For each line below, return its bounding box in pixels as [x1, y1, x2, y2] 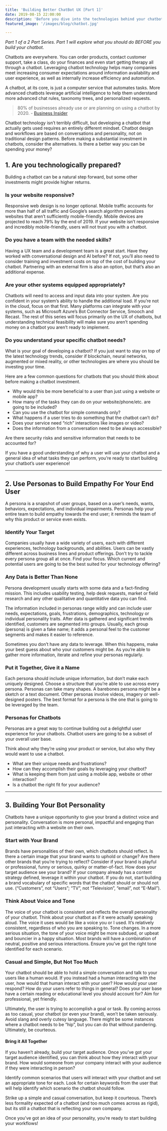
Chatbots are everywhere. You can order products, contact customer [5, 54, 147, 60]
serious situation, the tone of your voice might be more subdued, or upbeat [5, 930, 159, 936]
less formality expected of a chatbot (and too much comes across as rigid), [5, 1100, 159, 1106]
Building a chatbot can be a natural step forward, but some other [5, 174, 138, 180]
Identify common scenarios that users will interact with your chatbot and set [5, 1075, 161, 1081]
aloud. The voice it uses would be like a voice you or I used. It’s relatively [5, 919, 154, 925]
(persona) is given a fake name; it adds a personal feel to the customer [5, 626, 150, 632]
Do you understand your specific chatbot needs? [5, 337, 126, 344]
